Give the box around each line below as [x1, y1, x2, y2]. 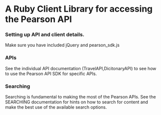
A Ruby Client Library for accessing [5, 3, 153, 15]
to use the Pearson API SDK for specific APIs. [5, 71, 97, 77]
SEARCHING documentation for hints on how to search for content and [5, 99, 148, 105]
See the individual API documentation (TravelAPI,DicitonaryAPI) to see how [5, 65, 157, 71]
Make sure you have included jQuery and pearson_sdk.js [5, 42, 120, 48]
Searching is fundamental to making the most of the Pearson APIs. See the [5, 94, 156, 100]
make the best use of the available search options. [5, 104, 107, 110]
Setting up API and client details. [5, 31, 85, 38]
